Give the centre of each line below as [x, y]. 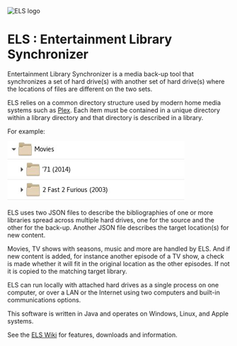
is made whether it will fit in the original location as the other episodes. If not [118, 263]
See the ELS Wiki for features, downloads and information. [93, 335]
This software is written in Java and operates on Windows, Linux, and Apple [118, 314]
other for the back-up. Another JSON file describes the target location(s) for [118, 227]
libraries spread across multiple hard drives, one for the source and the [111, 220]
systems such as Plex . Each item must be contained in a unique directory [114, 110]
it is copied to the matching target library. [67, 271]
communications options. [44, 299]
